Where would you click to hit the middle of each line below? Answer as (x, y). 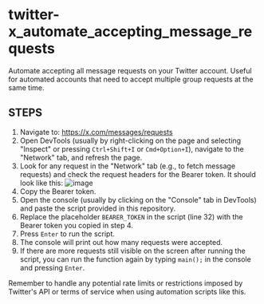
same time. (27, 87)
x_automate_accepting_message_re (130, 32)
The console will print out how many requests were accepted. (121, 242)
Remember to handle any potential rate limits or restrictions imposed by (126, 283)
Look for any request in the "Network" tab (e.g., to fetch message (128, 166)
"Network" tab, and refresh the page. (81, 157)
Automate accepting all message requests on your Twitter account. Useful (130, 70)
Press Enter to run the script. (67, 234)
